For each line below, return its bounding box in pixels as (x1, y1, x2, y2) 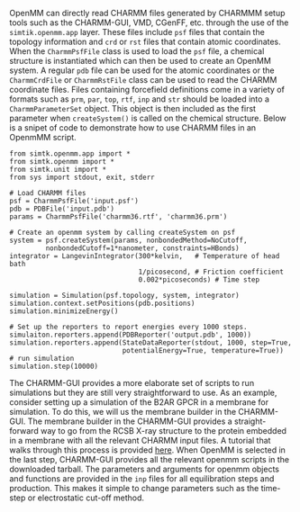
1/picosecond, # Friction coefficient (138, 267, 284, 276)
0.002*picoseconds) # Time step (138, 275, 259, 284)
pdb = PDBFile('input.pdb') (9, 204, 115, 213)
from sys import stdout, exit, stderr (9, 173, 155, 182)
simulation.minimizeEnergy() (9, 307, 119, 316)
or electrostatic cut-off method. (27, 492, 145, 503)
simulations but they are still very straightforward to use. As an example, (9, 387, 277, 398)
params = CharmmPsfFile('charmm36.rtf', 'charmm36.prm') (9, 212, 228, 221)
